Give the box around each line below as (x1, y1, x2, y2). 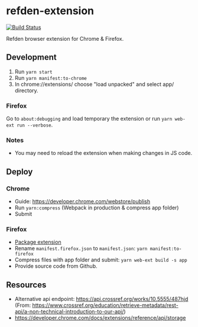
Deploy (6, 167, 33, 177)
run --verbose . (17, 121, 53, 128)
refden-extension (6, 4, 95, 18)
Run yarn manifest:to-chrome (14, 74, 87, 81)
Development (6, 52, 57, 63)
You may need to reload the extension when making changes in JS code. (14, 150, 193, 157)
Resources (6, 280, 47, 290)
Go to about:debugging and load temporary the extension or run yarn (6, 115, 173, 122)
